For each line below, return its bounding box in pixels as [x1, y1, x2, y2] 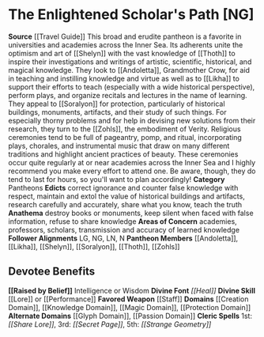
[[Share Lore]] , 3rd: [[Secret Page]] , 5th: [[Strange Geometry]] [8, 319, 212, 329]
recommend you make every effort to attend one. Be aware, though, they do [8, 166, 256, 176]
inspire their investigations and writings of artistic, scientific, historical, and [8, 57, 252, 66]
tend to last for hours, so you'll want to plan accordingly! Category [8, 174, 225, 184]
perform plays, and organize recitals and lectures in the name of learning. [8, 90, 247, 100]
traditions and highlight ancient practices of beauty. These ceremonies [8, 149, 239, 159]
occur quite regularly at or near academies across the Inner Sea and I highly [8, 157, 256, 167]
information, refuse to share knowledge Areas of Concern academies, [8, 216, 237, 226]
